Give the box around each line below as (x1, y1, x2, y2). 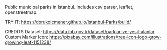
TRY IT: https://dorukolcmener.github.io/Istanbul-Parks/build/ (5, 19, 131, 25)
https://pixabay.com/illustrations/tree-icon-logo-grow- (49, 34, 162, 40)
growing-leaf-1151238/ (5, 39, 51, 45)
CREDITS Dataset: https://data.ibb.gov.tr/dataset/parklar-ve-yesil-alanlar (5, 29, 155, 34)
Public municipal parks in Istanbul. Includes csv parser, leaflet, (5, 4, 134, 10)
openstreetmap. (5, 9, 38, 15)
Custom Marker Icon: (5, 34, 49, 40)
